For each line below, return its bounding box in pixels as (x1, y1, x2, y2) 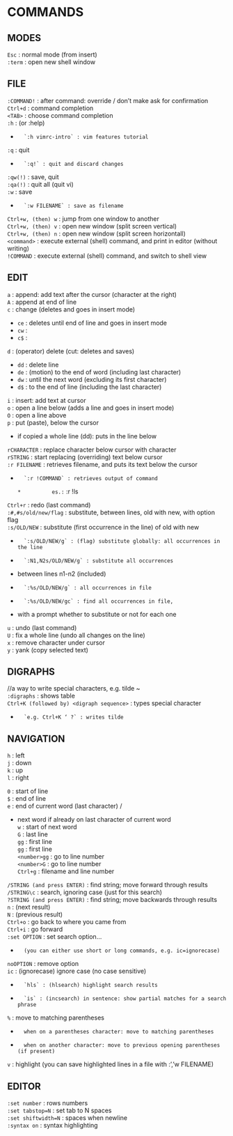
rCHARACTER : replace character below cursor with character (7, 445, 177, 454)
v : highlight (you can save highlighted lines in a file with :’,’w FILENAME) (7, 1060, 214, 1068)
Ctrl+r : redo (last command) (7, 500, 91, 509)
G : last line (17, 830, 49, 838)
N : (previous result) (7, 910, 63, 919)
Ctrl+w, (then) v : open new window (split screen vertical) (7, 222, 177, 230)
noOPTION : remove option (7, 960, 79, 968)
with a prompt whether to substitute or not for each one (17, 610, 177, 618)
